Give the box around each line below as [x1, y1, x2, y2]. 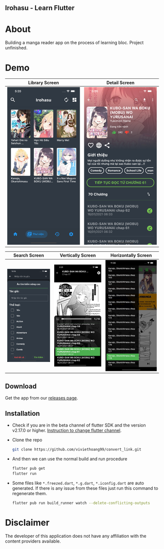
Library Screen [28, 79, 60, 85]
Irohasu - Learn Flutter [5, 4, 75, 12]
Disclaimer [5, 517, 50, 528]
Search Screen [13, 252, 44, 259]
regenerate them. [12, 490, 47, 496]
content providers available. [5, 538, 61, 544]
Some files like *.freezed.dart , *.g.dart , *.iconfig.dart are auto [12, 480, 144, 486]
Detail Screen [106, 79, 135, 85]
